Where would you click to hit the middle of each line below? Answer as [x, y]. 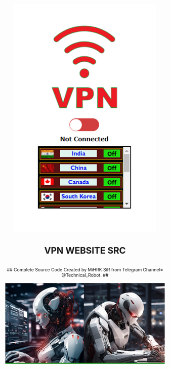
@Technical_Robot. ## [85, 275]
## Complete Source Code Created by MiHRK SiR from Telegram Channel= [85, 270]
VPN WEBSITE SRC [85, 250]
